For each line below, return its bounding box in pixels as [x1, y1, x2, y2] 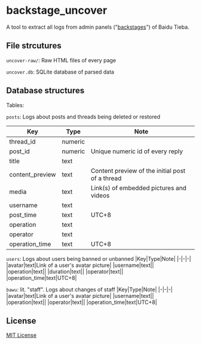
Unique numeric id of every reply [90, 147, 184, 156]
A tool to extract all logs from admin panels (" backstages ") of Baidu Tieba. [6, 23, 190, 31]
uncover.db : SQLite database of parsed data [6, 68, 115, 75]
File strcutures [6, 41, 62, 51]
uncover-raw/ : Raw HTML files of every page [6, 56, 117, 63]
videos [90, 191, 110, 199]
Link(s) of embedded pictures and [90, 184, 187, 192]
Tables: [6, 101, 25, 108]
